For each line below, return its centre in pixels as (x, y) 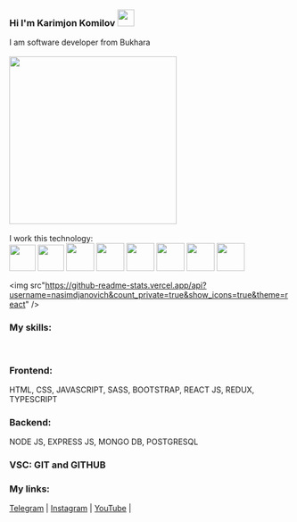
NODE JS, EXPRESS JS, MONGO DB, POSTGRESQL (104, 442)
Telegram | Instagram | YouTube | (70, 509)
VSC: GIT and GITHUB (58, 465)
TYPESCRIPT (33, 399)
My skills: (30, 328)
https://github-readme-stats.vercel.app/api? (126, 285)
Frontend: (31, 370)
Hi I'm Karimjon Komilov (62, 22)
